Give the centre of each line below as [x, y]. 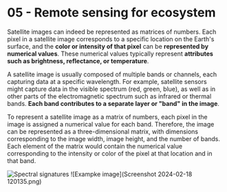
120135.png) [24, 181]
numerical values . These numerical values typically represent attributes [110, 54]
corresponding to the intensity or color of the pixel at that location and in [110, 153]
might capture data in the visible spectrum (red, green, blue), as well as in [111, 89]
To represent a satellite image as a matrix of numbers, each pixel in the [107, 117]
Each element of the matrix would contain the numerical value [95, 146]
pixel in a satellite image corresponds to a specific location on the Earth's [111, 39]
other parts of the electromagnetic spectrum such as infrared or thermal [109, 96]
